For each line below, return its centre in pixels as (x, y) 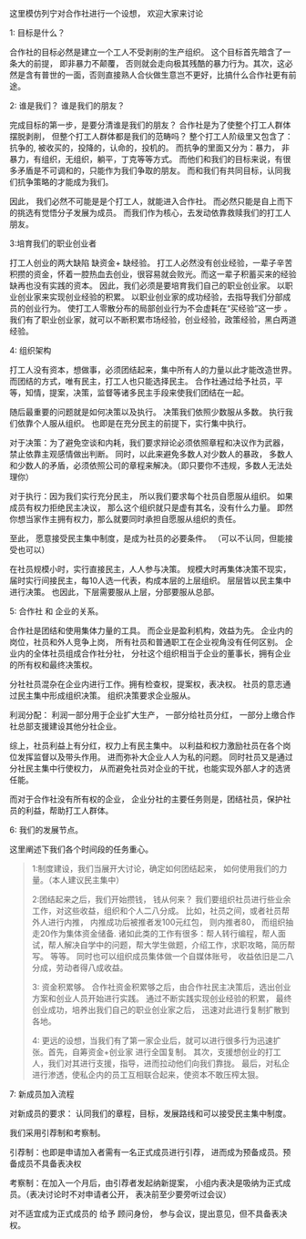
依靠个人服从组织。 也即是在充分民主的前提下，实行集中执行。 (134, 423)
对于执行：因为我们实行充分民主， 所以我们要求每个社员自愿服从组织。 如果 (151, 496)
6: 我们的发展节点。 (46, 830)
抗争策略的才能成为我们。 (65, 182)
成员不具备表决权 (49, 1163)
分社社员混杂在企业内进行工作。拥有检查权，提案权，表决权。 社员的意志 (146, 684)
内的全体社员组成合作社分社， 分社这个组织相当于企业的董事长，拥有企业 (154, 653)
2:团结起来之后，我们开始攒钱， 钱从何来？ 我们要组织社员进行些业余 (161, 899)
